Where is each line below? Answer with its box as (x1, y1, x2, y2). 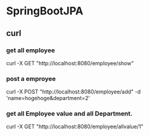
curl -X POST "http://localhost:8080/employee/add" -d (6, 88, 141, 95)
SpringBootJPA (6, 4, 83, 18)
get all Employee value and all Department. (6, 110, 133, 118)
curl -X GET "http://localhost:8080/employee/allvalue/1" (6, 123, 144, 130)
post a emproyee (6, 74, 56, 83)
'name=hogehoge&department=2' (6, 95, 91, 102)
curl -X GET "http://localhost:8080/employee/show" (6, 59, 134, 67)
